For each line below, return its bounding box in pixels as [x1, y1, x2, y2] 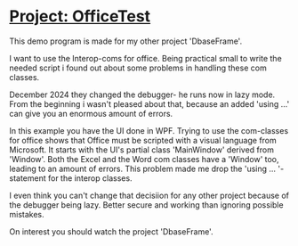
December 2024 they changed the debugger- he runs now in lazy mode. [9, 89, 276, 100]
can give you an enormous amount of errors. [9, 108, 173, 119]
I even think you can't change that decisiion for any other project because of [9, 190, 289, 201]
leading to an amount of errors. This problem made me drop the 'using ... [9, 163, 277, 174]
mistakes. [9, 209, 44, 219]
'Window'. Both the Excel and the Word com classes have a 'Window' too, [9, 153, 279, 164]
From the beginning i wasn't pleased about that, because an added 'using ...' [9, 98, 290, 109]
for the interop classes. [47, 172, 133, 184]
